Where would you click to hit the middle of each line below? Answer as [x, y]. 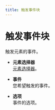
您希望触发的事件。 [33, 85]
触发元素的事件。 [23, 51]
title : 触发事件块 [23, 10]
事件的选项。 [26, 102]
